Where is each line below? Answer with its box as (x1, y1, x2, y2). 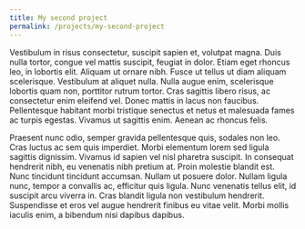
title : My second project (9, 13, 107, 23)
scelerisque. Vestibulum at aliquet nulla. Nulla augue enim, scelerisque (9, 75, 275, 86)
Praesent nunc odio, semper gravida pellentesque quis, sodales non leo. (9, 132, 280, 143)
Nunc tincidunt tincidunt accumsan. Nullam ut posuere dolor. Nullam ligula (9, 170, 288, 182)
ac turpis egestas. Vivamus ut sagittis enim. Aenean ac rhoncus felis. (9, 114, 269, 125)
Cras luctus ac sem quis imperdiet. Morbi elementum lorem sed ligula (9, 142, 269, 153)
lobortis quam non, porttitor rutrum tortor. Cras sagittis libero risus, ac (9, 85, 271, 96)
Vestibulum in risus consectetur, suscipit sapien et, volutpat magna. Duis (9, 46, 282, 57)
